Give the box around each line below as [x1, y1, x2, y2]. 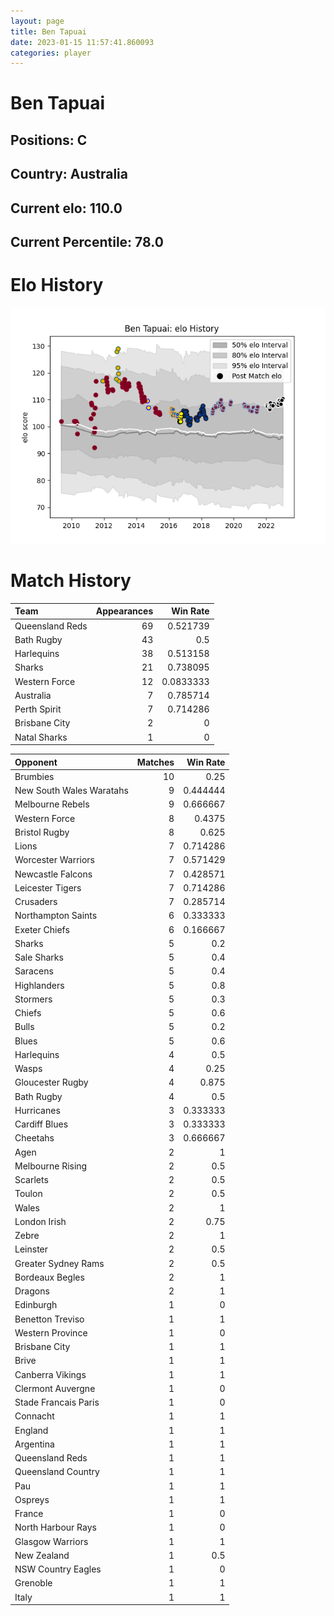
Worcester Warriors [14, 854, 95, 866]
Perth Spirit [14, 703, 62, 715]
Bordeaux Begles [14, 1271, 85, 1283]
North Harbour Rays [14, 1521, 97, 1534]
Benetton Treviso [14, 1313, 85, 1325]
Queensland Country [14, 1466, 100, 1478]
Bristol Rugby [14, 826, 70, 838]
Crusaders [14, 896, 58, 908]
